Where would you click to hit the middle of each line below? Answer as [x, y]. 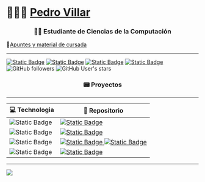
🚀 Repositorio [103, 111]
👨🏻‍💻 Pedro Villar [48, 12]
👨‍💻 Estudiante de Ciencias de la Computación [103, 32]
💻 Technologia [32, 110]
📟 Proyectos [103, 85]
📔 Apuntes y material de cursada [47, 44]
